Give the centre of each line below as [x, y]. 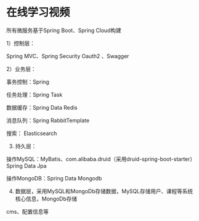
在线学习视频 [38, 12]
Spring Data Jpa [27, 166]
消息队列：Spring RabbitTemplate [48, 120]
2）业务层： [21, 69]
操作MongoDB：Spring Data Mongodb [54, 178]
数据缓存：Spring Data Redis [42, 107]
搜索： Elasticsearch [32, 133]
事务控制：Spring [28, 82]
